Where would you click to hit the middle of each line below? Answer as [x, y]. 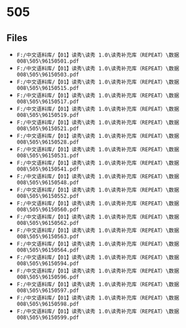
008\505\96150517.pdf [48, 102]
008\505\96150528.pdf [48, 142]
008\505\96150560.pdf [48, 210]
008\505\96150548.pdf [48, 182]
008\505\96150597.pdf [48, 290]
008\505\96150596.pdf [48, 277]
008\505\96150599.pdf [48, 318]
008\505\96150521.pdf [48, 129]
